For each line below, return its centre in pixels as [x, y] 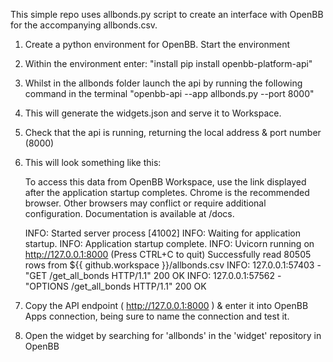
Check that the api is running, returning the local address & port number [173, 132]
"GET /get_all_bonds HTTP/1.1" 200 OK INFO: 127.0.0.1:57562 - [153, 275]
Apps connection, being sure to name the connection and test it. [157, 316]
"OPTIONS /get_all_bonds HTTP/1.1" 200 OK [115, 286]
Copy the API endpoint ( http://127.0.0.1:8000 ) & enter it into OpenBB [166, 305]
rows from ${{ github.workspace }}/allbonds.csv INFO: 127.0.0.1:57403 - [173, 265]
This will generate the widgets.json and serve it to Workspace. [153, 113]
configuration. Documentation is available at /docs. [129, 213]
